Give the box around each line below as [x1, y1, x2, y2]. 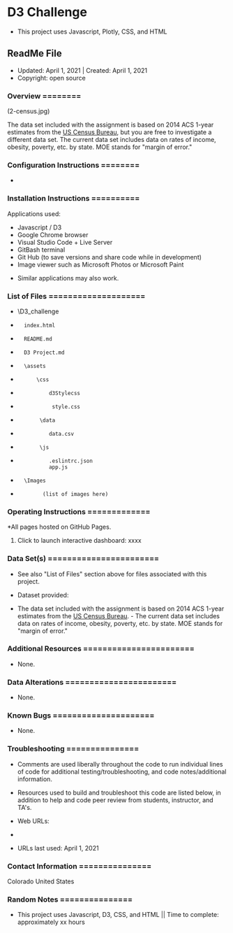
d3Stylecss [48, 390, 80, 397]
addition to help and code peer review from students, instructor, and [17, 795, 214, 804]
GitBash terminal [17, 245, 66, 254]
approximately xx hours [17, 918, 85, 927]
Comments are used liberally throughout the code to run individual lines [17, 760, 223, 768]
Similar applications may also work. [17, 273, 119, 282]
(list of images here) [43, 490, 109, 497]
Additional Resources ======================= [7, 644, 195, 654]
